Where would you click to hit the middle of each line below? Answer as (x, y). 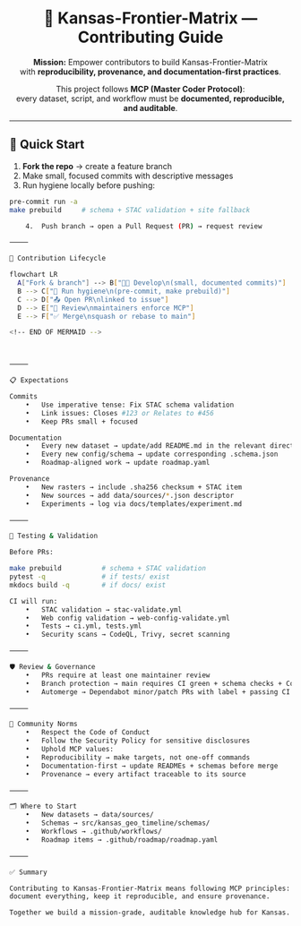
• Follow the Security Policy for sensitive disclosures (138, 741)
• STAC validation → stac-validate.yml (103, 609)
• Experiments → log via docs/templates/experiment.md (134, 504)
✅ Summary (28, 872)
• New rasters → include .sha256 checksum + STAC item (134, 487)
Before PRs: (31, 553)
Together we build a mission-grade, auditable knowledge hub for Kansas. (150, 913)
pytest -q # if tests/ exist (90, 577)
